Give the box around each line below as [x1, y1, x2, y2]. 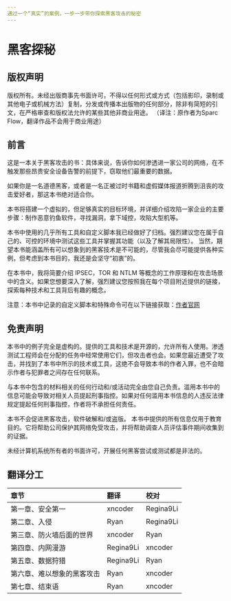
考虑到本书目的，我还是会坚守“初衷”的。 [25, 254, 140, 263]
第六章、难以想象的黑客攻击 [10, 569, 101, 579]
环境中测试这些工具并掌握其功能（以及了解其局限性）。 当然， [43, 237, 217, 245]
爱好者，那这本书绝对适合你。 [12, 190, 98, 198]
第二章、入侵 [10, 518, 53, 527]
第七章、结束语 [10, 582, 60, 591]
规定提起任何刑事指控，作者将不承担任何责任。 [7, 400, 140, 409]
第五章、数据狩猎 [10, 556, 67, 566]
